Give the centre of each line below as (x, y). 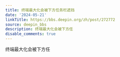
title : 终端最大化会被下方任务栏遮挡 (40, 10)
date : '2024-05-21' (26, 15)
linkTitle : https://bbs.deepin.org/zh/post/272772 (60, 20)
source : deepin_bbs (26, 24)
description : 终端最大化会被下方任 (39, 29)
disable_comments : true (31, 34)
